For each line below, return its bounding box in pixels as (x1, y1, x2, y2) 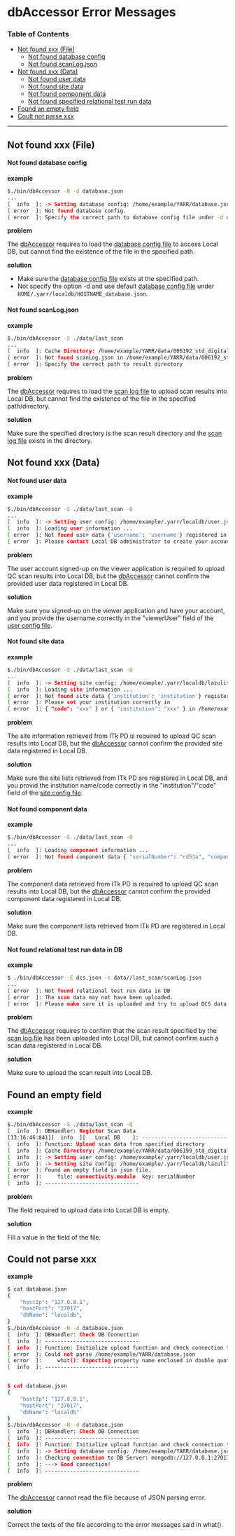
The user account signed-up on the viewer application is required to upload (7, 564, 225, 572)
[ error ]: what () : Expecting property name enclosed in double (7, 1357, 215, 1364)
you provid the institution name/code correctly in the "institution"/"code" (7, 781, 217, 790)
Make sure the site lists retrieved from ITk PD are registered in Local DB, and (7, 774, 228, 782)
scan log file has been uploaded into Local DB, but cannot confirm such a (7, 1034, 219, 1043)
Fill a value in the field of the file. (7, 1233, 101, 1242)
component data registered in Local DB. (7, 894, 122, 903)
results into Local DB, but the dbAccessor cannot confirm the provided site (7, 739, 222, 748)
